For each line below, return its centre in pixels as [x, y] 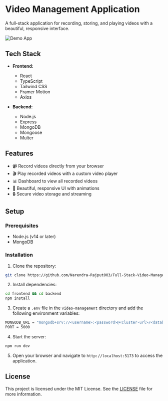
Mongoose [31, 132]
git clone [15, 275]
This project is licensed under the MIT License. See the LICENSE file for [79, 388]
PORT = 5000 [17, 327]
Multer [26, 138]
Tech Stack [23, 54]
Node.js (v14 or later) [34, 237]
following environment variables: [46, 313]
